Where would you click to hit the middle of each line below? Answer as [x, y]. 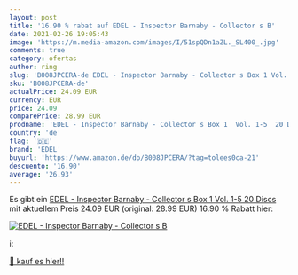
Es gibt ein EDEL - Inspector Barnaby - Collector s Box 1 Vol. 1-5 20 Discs [143, 200]
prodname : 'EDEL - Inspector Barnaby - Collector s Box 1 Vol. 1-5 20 [146, 125]
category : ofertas [43, 59]
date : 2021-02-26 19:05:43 [59, 34]
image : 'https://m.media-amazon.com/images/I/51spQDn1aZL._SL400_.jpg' [144, 42]
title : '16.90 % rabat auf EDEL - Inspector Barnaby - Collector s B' [142, 26]
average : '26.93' [41, 174]
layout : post [33, 17]
